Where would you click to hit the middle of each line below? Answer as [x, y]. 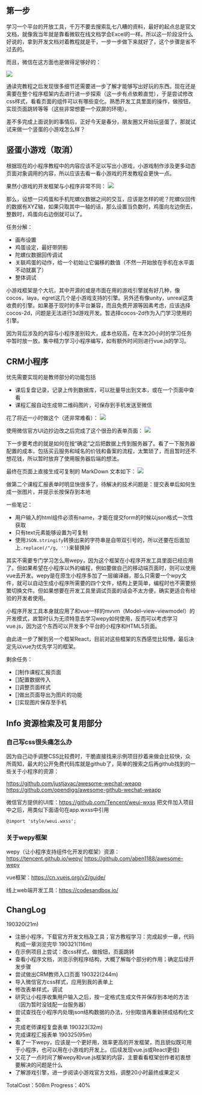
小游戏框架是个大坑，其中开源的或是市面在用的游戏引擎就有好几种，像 [93, 290]
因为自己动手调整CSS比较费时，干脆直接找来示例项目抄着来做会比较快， [96, 756]
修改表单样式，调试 [39, 989]
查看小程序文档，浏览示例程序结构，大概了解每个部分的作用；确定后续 [102, 959]
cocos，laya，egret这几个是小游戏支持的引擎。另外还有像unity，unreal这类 [100, 298]
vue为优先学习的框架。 [50, 646]
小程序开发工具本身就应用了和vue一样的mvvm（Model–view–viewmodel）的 [101, 611]
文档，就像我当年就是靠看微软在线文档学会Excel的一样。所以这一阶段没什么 [100, 34]
